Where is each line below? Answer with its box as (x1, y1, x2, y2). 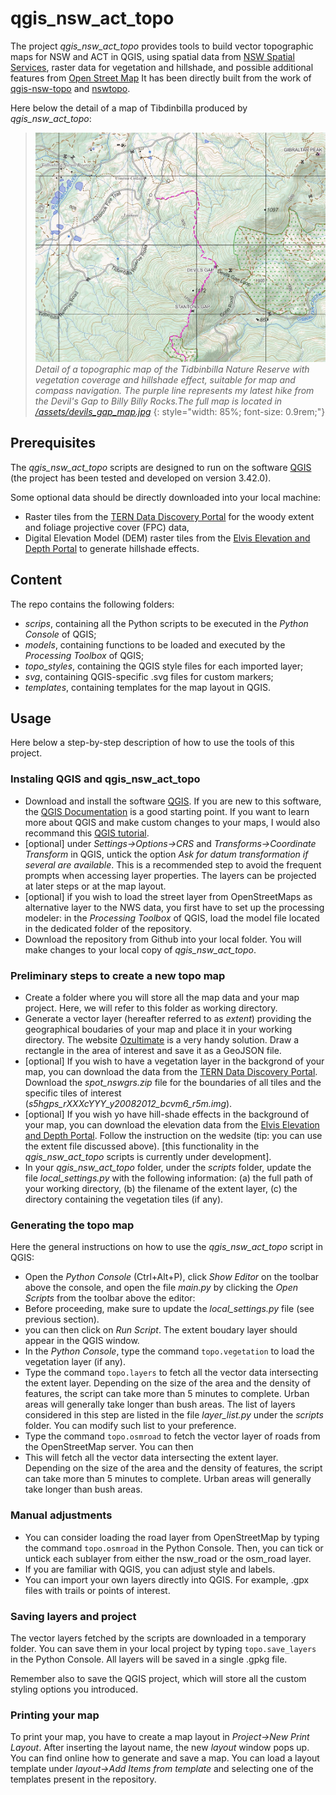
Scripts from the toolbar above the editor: (24, 1292, 196, 1304)
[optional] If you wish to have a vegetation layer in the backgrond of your (24, 1055, 325, 1067)
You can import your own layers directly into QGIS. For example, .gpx (24, 1573, 310, 1586)
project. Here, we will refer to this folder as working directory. (24, 1002, 278, 1014)
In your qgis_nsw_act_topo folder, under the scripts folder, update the (24, 1162, 312, 1174)
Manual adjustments (10, 1508, 113, 1522)
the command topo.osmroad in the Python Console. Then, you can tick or (24, 1542, 324, 1554)
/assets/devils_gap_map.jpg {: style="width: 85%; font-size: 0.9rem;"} (34, 406, 326, 418)
